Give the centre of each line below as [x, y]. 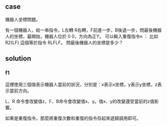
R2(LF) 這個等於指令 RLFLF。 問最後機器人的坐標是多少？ [64, 42]
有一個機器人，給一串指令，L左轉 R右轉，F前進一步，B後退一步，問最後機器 [83, 30]
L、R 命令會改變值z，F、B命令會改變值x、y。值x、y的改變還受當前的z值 [80, 101]
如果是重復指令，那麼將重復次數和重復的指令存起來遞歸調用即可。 [73, 118]
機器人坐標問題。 [23, 19]
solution [18, 59]
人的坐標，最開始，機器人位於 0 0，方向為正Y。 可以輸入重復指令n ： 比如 [82, 36]
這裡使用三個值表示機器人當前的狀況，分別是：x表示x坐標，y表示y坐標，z [81, 84]
